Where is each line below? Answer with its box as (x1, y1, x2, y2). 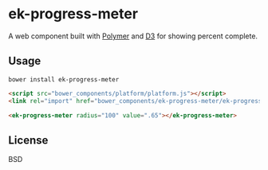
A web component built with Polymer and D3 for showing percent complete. (8, 31, 258, 41)
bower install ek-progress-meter (8, 75, 120, 84)
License (8, 133, 49, 147)
